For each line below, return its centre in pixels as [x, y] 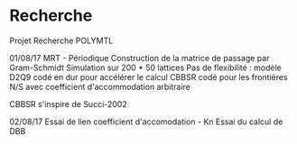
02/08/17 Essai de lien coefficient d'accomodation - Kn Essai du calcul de [146, 121]
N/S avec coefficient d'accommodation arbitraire [100, 86]
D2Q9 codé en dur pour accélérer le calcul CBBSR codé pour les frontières [148, 76]
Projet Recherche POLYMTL [61, 40]
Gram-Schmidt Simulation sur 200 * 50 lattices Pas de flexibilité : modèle [146, 67]
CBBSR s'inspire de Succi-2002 [69, 103]
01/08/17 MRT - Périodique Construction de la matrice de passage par [139, 58]
